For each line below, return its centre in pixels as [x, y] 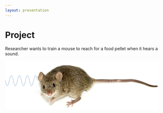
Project [20, 35]
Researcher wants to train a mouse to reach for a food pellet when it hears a [81, 48]
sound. [12, 54]
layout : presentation [27, 10]
